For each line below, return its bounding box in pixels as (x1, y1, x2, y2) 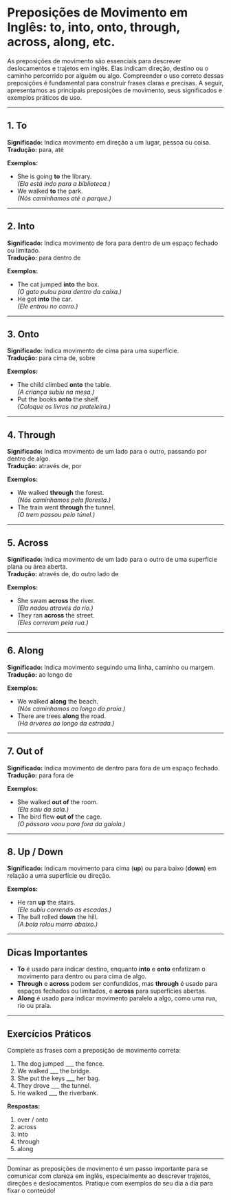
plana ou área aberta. (7, 562, 68, 571)
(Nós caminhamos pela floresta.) (16, 496, 111, 504)
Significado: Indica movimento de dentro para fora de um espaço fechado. (7, 764, 220, 772)
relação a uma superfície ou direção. (7, 872, 111, 880)
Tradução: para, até (7, 145, 64, 154)
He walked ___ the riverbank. (16, 1089, 98, 1097)
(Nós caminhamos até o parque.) (16, 194, 112, 202)
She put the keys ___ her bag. (16, 1074, 100, 1082)
